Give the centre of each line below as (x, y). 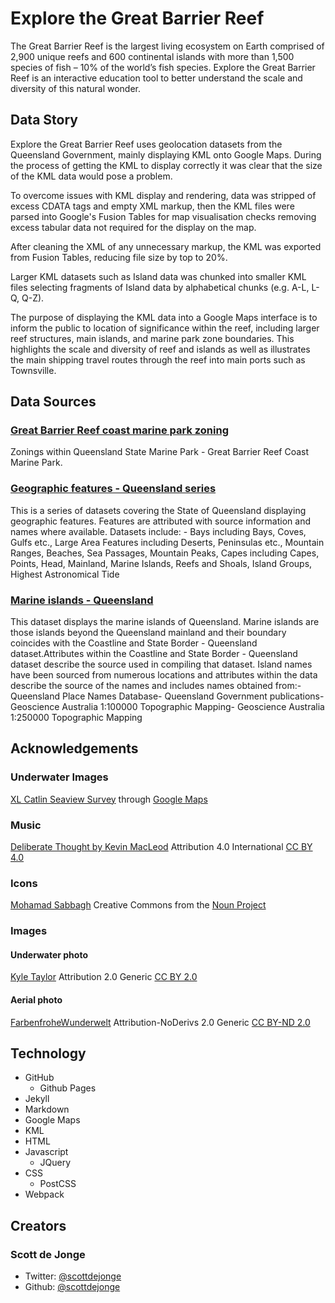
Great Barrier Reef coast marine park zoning (119, 430)
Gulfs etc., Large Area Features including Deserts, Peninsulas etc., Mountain (167, 542)
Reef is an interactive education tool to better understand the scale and (156, 78)
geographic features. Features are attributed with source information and (160, 521)
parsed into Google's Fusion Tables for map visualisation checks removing (163, 216)
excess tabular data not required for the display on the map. (133, 227)
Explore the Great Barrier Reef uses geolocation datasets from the (146, 144)
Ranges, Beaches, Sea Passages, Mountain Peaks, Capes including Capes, (165, 553)
